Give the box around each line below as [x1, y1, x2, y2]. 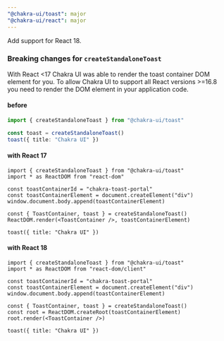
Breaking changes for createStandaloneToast [7, 54, 162, 64]
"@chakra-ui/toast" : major [7, 10, 87, 18]
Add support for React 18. [7, 36, 82, 44]
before [7, 101, 27, 109]
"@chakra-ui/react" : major [7, 17, 87, 24]
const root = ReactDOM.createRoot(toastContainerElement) [7, 309, 181, 316]
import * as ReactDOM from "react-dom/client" [7, 265, 147, 273]
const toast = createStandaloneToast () [7, 129, 125, 136]
